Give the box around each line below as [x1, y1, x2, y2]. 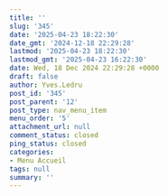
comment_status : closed [9, 131, 99, 140]
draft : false [9, 72, 59, 81]
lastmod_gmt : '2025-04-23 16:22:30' [9, 55, 147, 64]
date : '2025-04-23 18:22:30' [9, 30, 119, 39]
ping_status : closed [9, 139, 88, 148]
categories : [9, 147, 54, 156]
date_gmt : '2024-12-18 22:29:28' [9, 38, 135, 48]
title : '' [9, 13, 47, 23]
